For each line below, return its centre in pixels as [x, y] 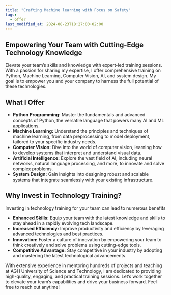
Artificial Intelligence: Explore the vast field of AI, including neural [82, 158]
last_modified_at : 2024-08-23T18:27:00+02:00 [54, 24]
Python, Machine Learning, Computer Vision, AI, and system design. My [81, 76]
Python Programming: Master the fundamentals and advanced [79, 114]
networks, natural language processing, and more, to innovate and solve [88, 163]
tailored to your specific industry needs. [54, 142]
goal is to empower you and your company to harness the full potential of [82, 81]
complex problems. [33, 169]
